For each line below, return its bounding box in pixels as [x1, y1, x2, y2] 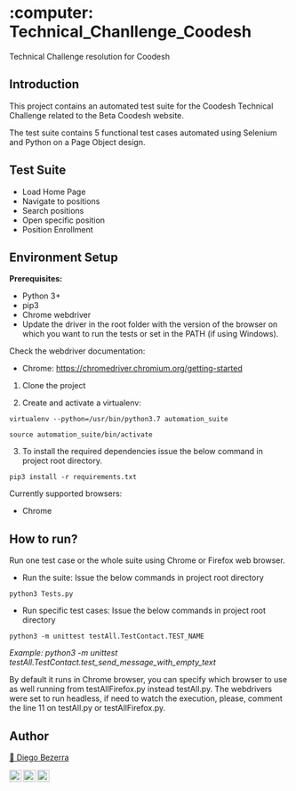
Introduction [9, 77, 80, 92]
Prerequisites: [9, 273, 63, 284]
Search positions [21, 205, 84, 216]
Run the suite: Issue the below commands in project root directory [21, 573, 264, 583]
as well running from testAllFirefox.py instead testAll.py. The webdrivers [9, 684, 273, 695]
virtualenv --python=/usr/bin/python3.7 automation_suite [9, 415, 228, 424]
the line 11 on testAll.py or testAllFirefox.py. [9, 703, 166, 714]
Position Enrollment [21, 224, 93, 234]
